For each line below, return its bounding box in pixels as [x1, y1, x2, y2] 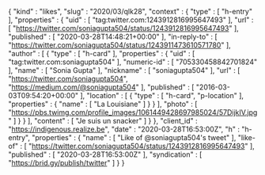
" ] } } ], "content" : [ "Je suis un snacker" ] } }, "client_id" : [8, 116, 198, 125]
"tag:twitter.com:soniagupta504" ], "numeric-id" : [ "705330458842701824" [8, 57, 258, 67]
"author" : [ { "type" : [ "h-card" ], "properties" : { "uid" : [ [8, 49, 195, 58]
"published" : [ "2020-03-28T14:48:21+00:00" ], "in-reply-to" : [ [8, 32, 218, 41]
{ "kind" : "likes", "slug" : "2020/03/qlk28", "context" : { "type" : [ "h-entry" [8, 7, 253, 16]
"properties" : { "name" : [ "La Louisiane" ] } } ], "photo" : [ [8, 99, 198, 108]
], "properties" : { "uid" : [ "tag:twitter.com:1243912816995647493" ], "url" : [8, 15, 254, 25]
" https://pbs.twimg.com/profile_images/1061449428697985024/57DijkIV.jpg [8, 108, 258, 117]
